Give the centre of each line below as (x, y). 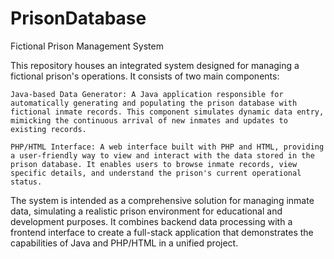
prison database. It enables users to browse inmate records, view (154, 164)
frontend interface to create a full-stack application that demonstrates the (162, 232)
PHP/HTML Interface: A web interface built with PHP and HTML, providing (167, 147)
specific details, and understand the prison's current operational (156, 173)
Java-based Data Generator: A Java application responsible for (147, 94)
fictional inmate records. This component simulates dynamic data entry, (167, 112)
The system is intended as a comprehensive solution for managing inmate (162, 200)
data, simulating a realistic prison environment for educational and (146, 211)
